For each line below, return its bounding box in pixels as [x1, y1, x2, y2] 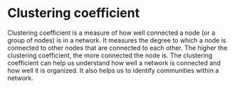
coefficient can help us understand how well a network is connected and [7, 58, 221, 67]
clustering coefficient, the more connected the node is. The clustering [7, 51, 213, 60]
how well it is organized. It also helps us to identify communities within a [7, 66, 219, 75]
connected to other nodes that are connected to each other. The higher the [7, 43, 228, 52]
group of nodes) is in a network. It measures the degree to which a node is [7, 35, 226, 44]
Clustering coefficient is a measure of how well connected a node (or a [7, 28, 216, 37]
